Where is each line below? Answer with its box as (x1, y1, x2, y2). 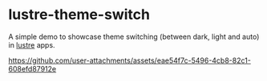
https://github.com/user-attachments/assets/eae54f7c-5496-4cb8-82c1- (8, 56, 251, 65)
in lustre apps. (8, 40, 55, 49)
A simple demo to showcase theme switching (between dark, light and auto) (8, 32, 260, 41)
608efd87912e (8, 64, 57, 73)
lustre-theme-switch (8, 6, 151, 24)
